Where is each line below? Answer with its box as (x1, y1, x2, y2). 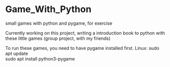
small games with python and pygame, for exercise (5, 20, 112, 26)
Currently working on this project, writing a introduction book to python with (5, 30, 165, 36)
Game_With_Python (5, 4, 92, 15)
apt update (5, 50, 28, 56)
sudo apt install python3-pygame (5, 55, 75, 61)
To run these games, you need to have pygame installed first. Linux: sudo (5, 45, 160, 51)
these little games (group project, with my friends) (5, 35, 111, 41)
